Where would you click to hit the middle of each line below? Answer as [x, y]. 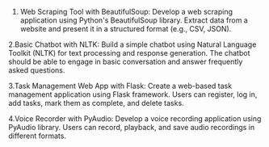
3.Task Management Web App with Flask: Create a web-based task [120, 86]
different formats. [38, 136]
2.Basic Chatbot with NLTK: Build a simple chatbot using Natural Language [132, 44]
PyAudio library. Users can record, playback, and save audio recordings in [132, 127]
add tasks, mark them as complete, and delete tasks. [96, 103]
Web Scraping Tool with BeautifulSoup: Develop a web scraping [126, 12]
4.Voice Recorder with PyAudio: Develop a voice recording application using [135, 119]
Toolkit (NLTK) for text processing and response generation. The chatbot [129, 53]
